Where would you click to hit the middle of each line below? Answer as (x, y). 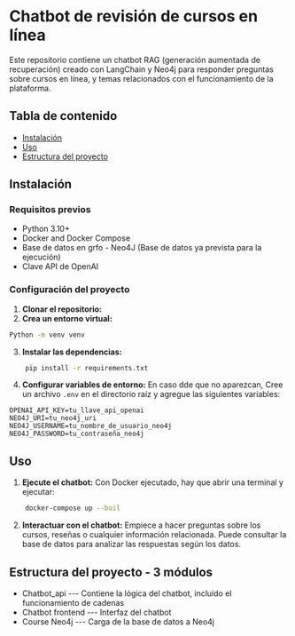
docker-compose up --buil (73, 508)
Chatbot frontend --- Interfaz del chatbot (97, 612)
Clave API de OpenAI (60, 266)
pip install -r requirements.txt (87, 368)
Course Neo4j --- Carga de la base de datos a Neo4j (118, 621)
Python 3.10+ (46, 229)
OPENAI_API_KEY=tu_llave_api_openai (77, 410)
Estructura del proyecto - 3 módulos (111, 572)
